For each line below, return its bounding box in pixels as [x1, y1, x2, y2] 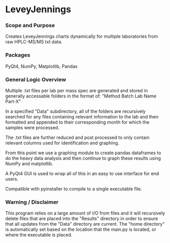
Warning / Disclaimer [5, 199, 59, 205]
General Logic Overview [5, 76, 66, 83]
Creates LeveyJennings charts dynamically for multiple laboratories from [5, 33, 158, 39]
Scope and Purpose [5, 22, 55, 29]
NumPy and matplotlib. [5, 161, 54, 167]
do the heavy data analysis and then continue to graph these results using [5, 155, 161, 161]
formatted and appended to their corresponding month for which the [5, 119, 150, 126]
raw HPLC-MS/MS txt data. [5, 39, 63, 45]
